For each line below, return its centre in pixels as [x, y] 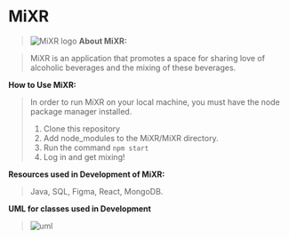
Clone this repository [82, 128]
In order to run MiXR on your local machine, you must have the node [155, 102]
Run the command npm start [96, 147]
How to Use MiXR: [42, 84]
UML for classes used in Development [80, 208]
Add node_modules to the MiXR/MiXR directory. [131, 138]
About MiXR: [103, 41]
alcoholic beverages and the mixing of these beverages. [133, 68]
